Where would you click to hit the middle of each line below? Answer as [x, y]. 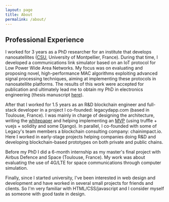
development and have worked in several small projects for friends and [79, 183]
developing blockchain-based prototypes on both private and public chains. [84, 142]
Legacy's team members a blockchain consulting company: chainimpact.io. [84, 131]
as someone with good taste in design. [46, 194]
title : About [19, 15]
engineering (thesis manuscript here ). [45, 95]
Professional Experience [45, 40]
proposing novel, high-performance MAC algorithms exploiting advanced [81, 73]
